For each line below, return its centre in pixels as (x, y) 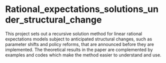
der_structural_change (53, 20)
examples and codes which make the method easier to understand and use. (83, 55)
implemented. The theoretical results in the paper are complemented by (79, 49)
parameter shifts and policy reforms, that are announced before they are (79, 44)
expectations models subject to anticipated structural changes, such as (79, 39)
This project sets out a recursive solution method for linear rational (74, 33)
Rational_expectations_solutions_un (82, 9)
